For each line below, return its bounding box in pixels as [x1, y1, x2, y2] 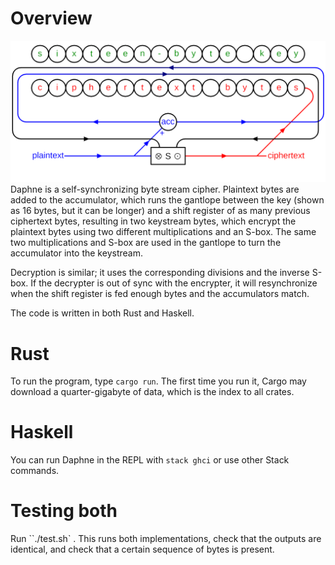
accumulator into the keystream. [10, 247, 143, 259]
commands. [10, 465, 60, 477]
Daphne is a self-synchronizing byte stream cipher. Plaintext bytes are [10, 183, 300, 196]
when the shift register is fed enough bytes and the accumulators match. [10, 288, 310, 300]
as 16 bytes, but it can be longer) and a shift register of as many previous [10, 205, 311, 217]
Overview [10, 7, 93, 30]
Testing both [10, 500, 118, 522]
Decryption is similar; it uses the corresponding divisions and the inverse [10, 267, 310, 279]
